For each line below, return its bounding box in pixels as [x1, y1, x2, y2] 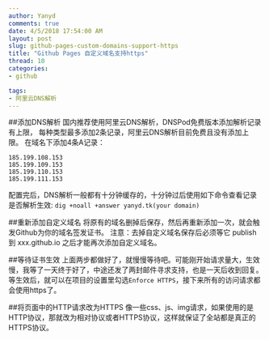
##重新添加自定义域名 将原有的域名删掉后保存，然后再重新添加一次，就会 [8, 218, 253, 227]
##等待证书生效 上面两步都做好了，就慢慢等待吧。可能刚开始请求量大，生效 [8, 255, 260, 265]
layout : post [8, 34, 53, 43]
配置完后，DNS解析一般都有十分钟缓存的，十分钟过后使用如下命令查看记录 [8, 190, 257, 200]
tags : [8, 87, 27, 95]
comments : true [8, 19, 60, 28]
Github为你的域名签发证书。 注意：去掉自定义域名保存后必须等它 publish [15, 227, 257, 237]
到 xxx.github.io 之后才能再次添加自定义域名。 [8, 238, 162, 248]
